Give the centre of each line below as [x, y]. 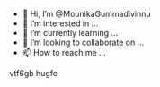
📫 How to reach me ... [64, 52]
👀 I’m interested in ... [60, 23]
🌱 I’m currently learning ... [70, 33]
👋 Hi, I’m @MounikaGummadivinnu [86, 14]
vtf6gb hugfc [34, 73]
